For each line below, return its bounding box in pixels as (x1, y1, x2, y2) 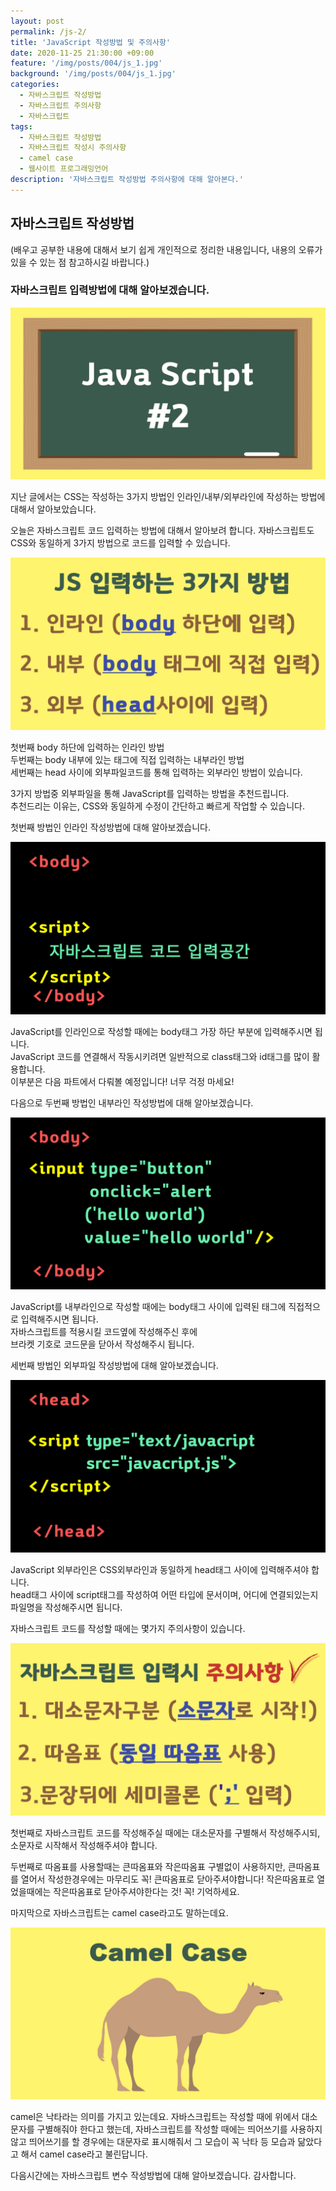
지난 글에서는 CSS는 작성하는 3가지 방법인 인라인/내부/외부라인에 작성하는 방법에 (10, 491, 326, 503)
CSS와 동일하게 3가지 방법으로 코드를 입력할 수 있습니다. (10, 537, 231, 549)
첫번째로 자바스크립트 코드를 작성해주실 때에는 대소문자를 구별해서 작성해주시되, (10, 1826, 321, 1839)
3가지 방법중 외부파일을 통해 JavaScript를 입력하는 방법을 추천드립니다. (10, 788, 290, 800)
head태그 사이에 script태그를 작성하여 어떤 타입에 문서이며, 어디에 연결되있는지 (10, 1588, 319, 1600)
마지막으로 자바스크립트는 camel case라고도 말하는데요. (10, 1906, 229, 1919)
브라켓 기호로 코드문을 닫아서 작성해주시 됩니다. (10, 1338, 195, 1350)
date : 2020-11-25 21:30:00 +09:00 (10, 48, 155, 58)
